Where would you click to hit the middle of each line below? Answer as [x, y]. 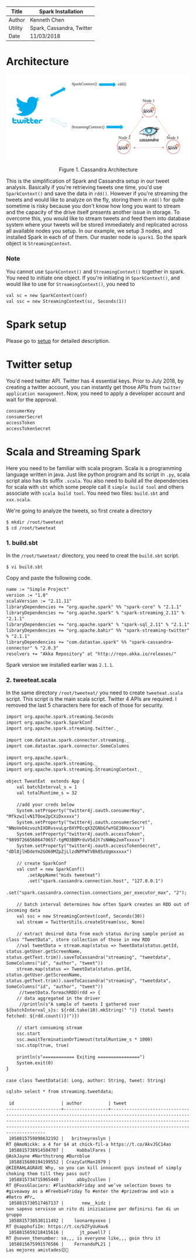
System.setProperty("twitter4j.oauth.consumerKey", [81, 811]
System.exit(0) [35, 1063]
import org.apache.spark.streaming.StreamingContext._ [74, 769]
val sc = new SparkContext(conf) [47, 295]
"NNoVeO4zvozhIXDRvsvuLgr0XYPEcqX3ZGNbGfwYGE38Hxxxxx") [75, 828]
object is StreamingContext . [39, 244]
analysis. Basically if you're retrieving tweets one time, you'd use [84, 187]
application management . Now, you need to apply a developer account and [96, 393]
